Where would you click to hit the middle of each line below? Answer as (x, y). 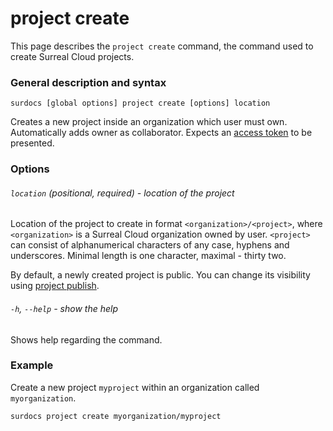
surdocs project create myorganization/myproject (116, 416)
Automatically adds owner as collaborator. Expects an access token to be (161, 133)
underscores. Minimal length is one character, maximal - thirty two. (148, 256)
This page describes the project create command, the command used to (162, 46)
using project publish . (55, 286)
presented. (32, 143)
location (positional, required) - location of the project (122, 193)
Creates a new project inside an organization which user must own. (149, 122)
